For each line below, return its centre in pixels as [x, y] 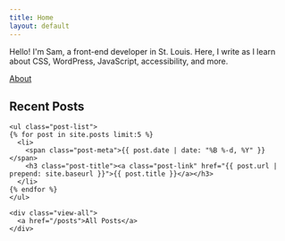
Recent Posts [47, 106]
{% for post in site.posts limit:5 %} [81, 135]
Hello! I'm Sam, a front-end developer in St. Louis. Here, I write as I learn [142, 51]
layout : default [39, 26]
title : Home [31, 17]
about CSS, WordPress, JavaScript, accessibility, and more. [119, 61]
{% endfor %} [34, 190]
